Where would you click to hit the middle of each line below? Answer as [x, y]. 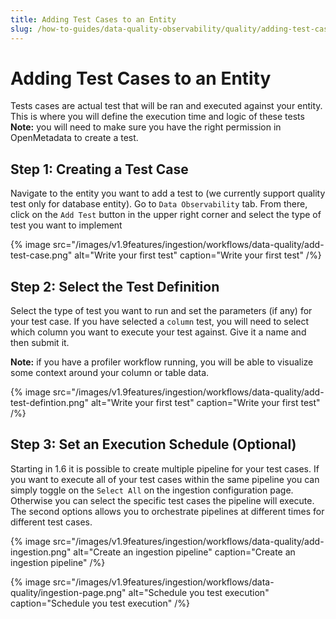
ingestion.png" [41, 552]
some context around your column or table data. [110, 373]
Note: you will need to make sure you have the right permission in [146, 127]
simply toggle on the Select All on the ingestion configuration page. [152, 490]
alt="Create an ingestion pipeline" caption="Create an [184, 552]
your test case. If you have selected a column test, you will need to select [160, 322]
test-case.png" [41, 255]
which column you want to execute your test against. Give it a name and [158, 332]
